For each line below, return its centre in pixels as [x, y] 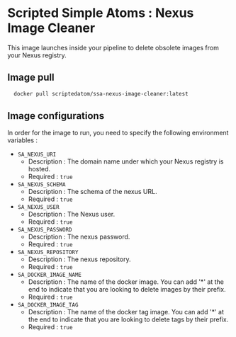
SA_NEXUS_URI [37, 155]
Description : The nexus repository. [79, 259]
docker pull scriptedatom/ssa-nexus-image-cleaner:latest [101, 93]
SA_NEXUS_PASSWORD [45, 230]
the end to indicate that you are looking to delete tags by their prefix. [128, 319]
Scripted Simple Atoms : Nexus [101, 13]
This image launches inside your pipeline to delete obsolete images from [113, 47]
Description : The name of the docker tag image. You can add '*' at [126, 312]
